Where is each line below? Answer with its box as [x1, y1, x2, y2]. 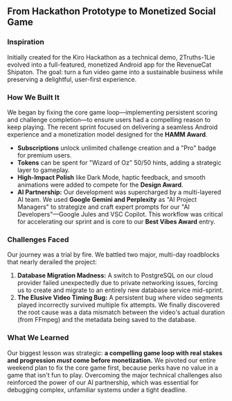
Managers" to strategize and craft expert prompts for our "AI [17, 203, 190, 211]
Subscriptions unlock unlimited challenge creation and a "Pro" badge [17, 144, 217, 152]
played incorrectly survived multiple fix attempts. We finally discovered [17, 301, 220, 309]
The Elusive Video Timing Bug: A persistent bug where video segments [17, 293, 223, 302]
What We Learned [7, 333, 69, 343]
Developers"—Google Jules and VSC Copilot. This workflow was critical [17, 210, 223, 218]
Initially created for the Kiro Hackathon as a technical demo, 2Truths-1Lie [7, 53, 215, 61]
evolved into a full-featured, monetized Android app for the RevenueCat [7, 60, 212, 69]
